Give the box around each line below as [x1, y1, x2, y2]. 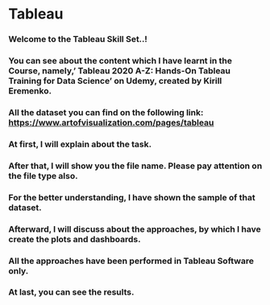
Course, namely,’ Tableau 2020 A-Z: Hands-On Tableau [8, 65, 231, 76]
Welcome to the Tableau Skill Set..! [8, 34, 147, 45]
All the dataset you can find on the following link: [8, 106, 204, 117]
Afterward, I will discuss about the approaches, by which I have [8, 223, 261, 234]
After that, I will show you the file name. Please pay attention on [8, 160, 263, 171]
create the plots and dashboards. [8, 233, 141, 245]
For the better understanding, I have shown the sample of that [8, 192, 255, 203]
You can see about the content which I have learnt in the [8, 56, 232, 67]
